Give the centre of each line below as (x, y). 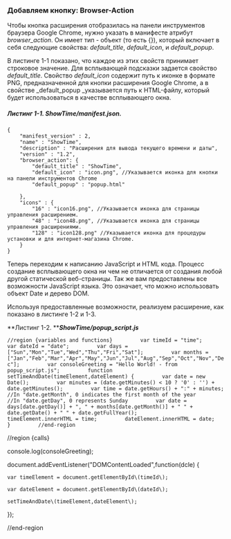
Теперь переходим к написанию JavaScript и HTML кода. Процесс (106, 264)
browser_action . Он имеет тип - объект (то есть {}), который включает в (113, 40)
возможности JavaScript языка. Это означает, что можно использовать (113, 286)
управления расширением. (43, 215)
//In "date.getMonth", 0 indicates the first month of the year (102, 395)
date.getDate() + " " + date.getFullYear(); (72, 413)
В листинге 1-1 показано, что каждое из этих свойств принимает (103, 61)
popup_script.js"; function (60, 371)
